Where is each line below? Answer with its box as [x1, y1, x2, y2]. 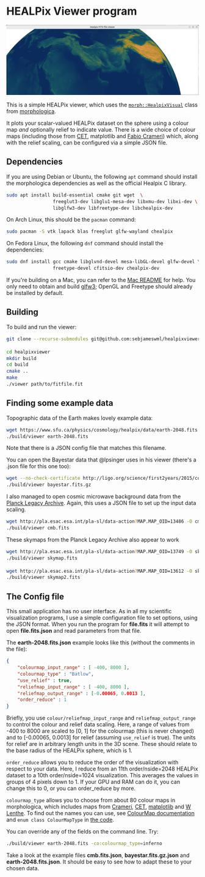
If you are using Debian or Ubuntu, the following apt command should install [6, 173, 198, 180]
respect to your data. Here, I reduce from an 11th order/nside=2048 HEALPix [6, 765, 198, 772]
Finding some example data [6, 398, 114, 408]
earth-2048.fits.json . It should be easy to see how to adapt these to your [6, 858, 192, 865]
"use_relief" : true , [17, 677, 72, 684]
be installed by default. [6, 289, 64, 297]
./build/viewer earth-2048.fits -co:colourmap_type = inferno [6, 840, 163, 847]
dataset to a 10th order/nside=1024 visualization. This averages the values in [6, 772, 199, 779]
